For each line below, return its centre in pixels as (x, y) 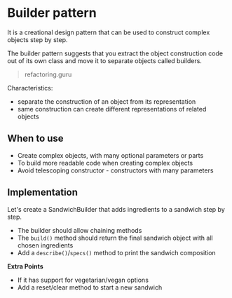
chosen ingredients (45, 245)
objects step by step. (37, 39)
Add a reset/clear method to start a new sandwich (90, 287)
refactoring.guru (48, 74)
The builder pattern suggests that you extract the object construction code (115, 53)
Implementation (43, 192)
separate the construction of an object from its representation (107, 101)
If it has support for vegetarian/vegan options (83, 280)
